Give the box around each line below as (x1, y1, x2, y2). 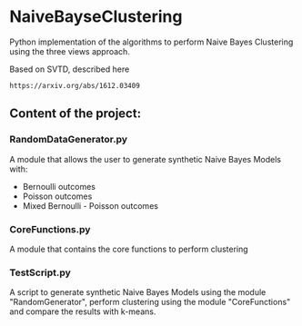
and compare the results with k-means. (9, 306, 156, 317)
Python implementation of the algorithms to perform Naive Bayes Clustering (9, 36, 294, 47)
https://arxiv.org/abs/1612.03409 (9, 81, 141, 90)
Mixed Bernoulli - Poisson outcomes (22, 200, 159, 211)
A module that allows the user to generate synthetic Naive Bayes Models (9, 153, 282, 164)
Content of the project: (9, 106, 142, 122)
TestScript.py (9, 266, 71, 279)
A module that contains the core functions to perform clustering (9, 243, 248, 254)
